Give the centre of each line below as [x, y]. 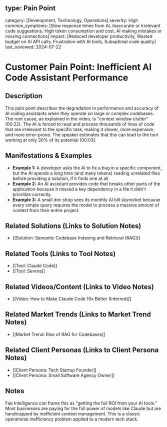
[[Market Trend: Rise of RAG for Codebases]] [59, 334]
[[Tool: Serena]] [28, 271]
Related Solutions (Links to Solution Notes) [73, 226]
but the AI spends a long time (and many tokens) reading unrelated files [86, 173]
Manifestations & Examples [49, 156]
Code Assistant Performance [67, 77]
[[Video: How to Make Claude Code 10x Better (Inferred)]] [72, 299]
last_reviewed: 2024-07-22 [33, 46]
